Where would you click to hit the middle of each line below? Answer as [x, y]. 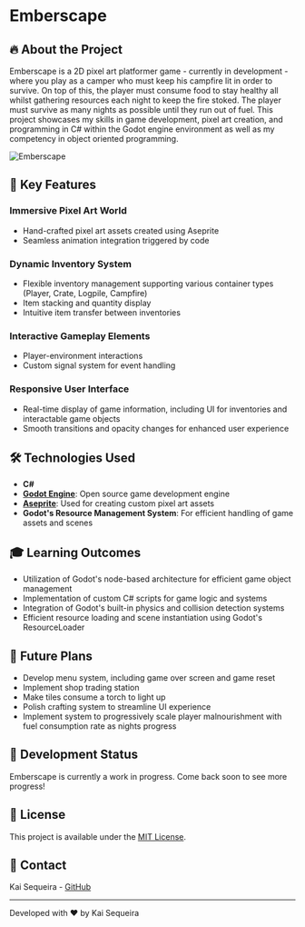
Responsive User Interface [69, 389]
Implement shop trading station [81, 688]
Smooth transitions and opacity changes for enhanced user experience [156, 428]
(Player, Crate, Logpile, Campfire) [85, 293]
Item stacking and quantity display [87, 303]
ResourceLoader [54, 627]
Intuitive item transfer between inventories [102, 312]
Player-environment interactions [83, 356]
